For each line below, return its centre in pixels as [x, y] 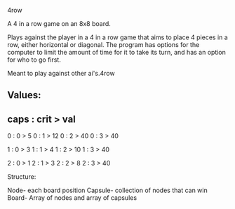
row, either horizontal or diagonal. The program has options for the [103, 45]
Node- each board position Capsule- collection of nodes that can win [108, 190]
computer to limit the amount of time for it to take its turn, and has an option [117, 52]
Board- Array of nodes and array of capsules [72, 198]
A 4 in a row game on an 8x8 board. [59, 23]
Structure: [22, 177]
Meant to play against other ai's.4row [61, 73]
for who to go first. [34, 60]
